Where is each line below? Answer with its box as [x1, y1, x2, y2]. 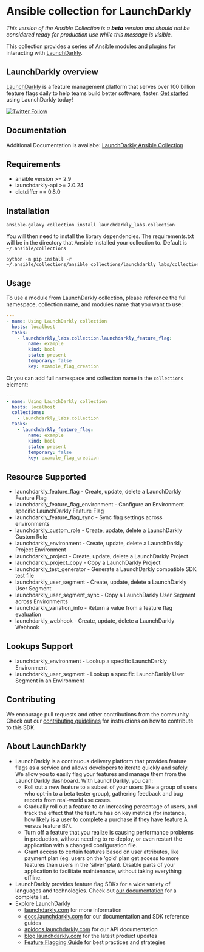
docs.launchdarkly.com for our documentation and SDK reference [24, 912, 189, 920]
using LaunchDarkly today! [6, 96, 73, 103]
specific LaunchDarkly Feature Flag [15, 507, 104, 515]
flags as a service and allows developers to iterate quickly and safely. [15, 764, 189, 771]
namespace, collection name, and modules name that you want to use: [6, 301, 183, 308]
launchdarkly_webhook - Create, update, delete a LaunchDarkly [15, 617, 175, 625]
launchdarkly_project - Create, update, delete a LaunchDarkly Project [15, 553, 189, 560]
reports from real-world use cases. [24, 796, 112, 803]
